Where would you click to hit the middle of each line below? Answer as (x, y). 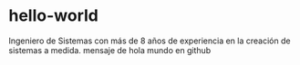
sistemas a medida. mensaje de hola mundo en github (110, 50)
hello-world (54, 16)
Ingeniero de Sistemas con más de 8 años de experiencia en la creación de (150, 41)
